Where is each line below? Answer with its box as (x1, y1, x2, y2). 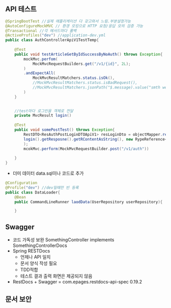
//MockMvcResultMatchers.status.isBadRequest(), (32, 80, 138, 86)
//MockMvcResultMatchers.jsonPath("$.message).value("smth (32, 85, 160, 90)
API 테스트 (5, 5, 37, 14)
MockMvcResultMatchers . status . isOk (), (32, 75, 115, 80)
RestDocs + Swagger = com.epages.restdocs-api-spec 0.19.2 (12, 279, 142, 285)
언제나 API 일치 (20, 254, 51, 260)
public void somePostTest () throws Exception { (14, 127, 115, 132)
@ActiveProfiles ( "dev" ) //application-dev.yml (5, 33, 106, 38)
